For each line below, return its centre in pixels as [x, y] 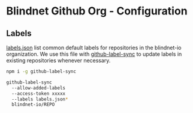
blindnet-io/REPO [33, 105]
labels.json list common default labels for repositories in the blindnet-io [94, 47]
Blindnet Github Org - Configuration [97, 11]
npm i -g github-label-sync [41, 72]
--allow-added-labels [39, 88]
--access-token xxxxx [39, 93]
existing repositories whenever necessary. [58, 60]
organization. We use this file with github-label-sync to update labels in [94, 54]
